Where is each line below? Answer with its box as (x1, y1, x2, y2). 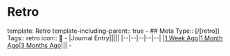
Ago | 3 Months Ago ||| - (7, 41, 72, 49)
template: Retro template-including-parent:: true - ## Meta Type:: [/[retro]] (7, 27, 220, 35)
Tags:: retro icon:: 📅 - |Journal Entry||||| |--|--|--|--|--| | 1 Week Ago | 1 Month (7, 33, 223, 42)
